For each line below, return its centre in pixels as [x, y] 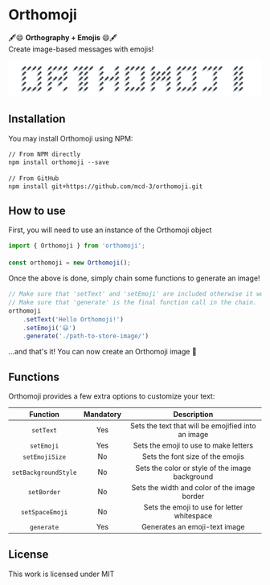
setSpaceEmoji [44, 512]
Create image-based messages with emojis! [81, 49]
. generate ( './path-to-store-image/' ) [86, 336]
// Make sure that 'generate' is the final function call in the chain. [133, 302]
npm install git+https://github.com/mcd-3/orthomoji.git [106, 186]
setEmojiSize [45, 457]
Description [193, 414]
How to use [37, 211]
